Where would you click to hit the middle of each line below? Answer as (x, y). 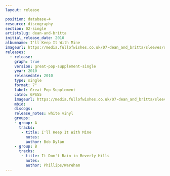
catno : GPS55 (28, 94)
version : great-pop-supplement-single (55, 66)
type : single (28, 81)
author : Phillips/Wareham (53, 165)
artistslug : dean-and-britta (36, 33)
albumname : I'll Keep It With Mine (43, 43)
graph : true (27, 61)
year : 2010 (26, 71)
